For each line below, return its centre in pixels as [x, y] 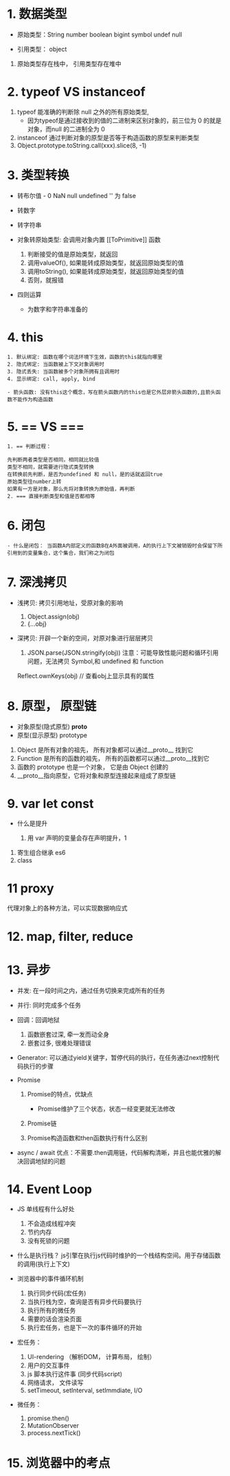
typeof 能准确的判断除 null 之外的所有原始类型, [83, 111]
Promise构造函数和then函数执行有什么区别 [87, 1138]
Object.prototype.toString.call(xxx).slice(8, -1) [82, 145]
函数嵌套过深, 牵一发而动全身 [68, 1034]
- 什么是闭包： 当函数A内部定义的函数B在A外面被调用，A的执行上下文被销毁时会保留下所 [115, 545]
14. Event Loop [50, 1189]
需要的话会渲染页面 [55, 1319]
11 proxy [31, 888]
